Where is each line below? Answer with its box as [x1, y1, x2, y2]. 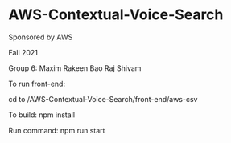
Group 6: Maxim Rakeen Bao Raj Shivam [8, 63, 142, 73]
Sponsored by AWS [8, 32, 73, 42]
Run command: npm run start [8, 125, 105, 135]
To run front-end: [8, 79, 66, 88]
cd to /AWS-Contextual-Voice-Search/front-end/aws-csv [8, 94, 198, 104]
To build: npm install [8, 110, 75, 120]
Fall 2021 [8, 47, 39, 57]
